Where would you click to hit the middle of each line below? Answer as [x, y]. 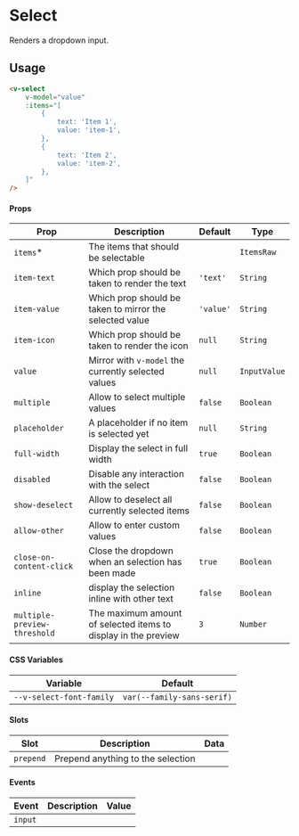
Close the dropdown [131, 551]
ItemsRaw [258, 252]
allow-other [39, 531]
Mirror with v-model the [137, 360]
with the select [119, 485]
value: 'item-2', [89, 163]
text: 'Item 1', [87, 122]
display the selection [132, 587]
